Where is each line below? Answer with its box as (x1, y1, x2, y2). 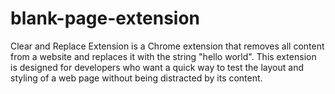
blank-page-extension (10, 7, 201, 30)
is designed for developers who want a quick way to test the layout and (10, 61, 305, 73)
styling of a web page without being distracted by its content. (10, 72, 263, 84)
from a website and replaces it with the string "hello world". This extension (10, 50, 317, 62)
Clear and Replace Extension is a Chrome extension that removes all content (10, 40, 325, 52)
